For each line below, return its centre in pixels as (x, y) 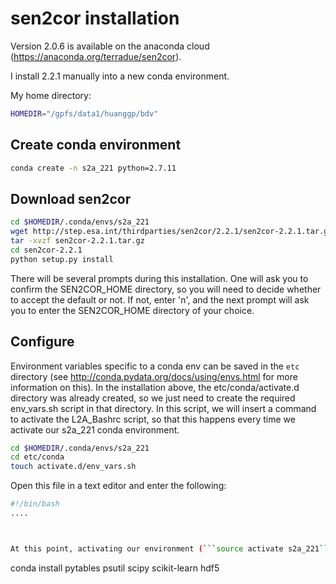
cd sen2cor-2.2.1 (46, 250)
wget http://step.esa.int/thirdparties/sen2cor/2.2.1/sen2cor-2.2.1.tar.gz (171, 232)
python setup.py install (62, 259)
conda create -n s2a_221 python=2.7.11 (93, 168)
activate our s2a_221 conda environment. (95, 429)
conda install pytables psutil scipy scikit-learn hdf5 (115, 568)
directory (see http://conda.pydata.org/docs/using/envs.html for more (154, 376)
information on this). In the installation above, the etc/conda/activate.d (155, 387)
